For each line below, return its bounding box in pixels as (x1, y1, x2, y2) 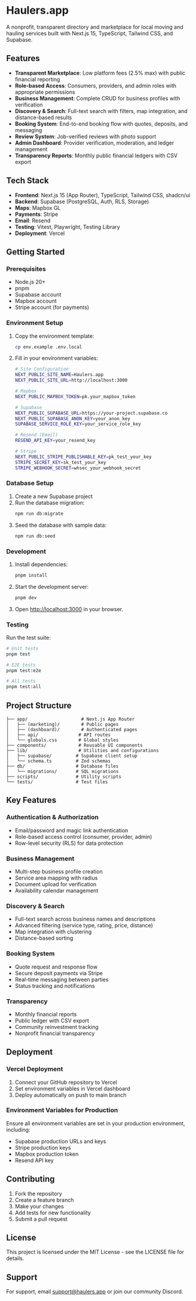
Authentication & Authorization (6, 813, 99, 821)
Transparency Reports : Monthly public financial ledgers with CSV (14, 152, 178, 159)
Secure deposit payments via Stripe (14, 969, 103, 976)
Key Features (6, 795, 57, 805)
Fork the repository (14, 1190, 63, 1197)
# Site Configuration (14, 366, 69, 372)
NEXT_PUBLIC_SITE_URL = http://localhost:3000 (14, 377, 128, 383)
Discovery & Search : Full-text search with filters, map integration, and (14, 107, 188, 114)
